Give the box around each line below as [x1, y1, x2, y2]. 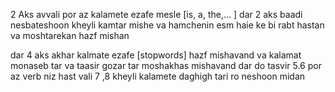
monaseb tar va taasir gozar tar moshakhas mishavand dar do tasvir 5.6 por [10, 60, 322, 71]
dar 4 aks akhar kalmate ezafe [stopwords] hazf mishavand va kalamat [10, 49, 302, 61]
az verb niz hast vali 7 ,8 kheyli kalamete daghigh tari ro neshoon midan [10, 70, 306, 82]
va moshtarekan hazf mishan [10, 30, 130, 41]
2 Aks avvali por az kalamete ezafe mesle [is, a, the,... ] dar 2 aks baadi [10, 9, 303, 20]
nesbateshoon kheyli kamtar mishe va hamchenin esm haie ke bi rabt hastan [10, 19, 325, 31]
